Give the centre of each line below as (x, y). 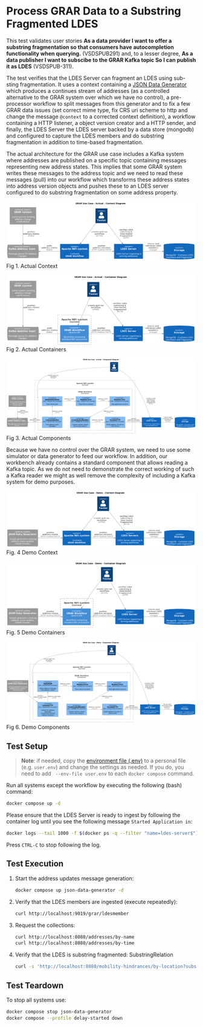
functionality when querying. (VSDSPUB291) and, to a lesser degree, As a (100, 53)
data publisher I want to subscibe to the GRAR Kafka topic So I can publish (101, 60)
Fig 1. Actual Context (32, 266)
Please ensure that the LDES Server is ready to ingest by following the (93, 815)
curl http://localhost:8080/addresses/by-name (75, 937)
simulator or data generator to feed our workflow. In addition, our (87, 456)
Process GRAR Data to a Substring (94, 11)
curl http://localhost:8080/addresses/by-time (75, 943)
